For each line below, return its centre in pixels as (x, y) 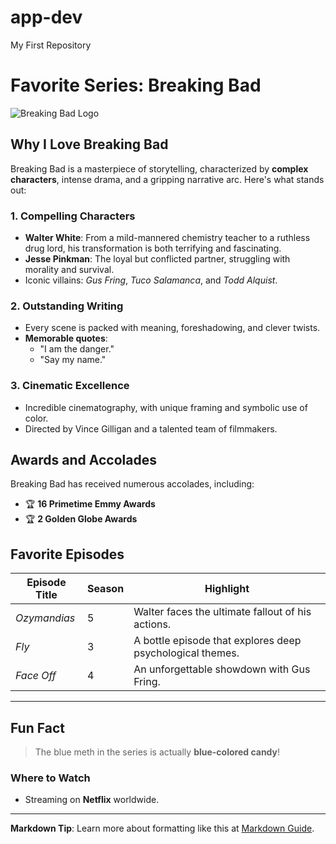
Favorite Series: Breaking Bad (136, 85)
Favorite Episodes (67, 554)
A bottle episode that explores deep (217, 641)
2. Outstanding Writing (67, 306)
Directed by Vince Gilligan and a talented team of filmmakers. (151, 428)
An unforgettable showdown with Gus (222, 669)
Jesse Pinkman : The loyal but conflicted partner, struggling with (157, 258)
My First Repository (51, 45)
